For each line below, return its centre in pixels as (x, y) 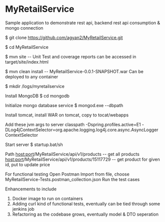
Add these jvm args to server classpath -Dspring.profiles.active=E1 (73, 124)
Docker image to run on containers (48, 198)
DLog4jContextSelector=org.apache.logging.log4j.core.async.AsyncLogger (82, 130)
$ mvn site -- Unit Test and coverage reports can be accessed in (71, 56)
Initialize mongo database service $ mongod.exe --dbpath (64, 105)
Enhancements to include (31, 189)
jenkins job (23, 209)
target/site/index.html (27, 62)
